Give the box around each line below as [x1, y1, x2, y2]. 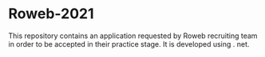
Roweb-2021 [8, 5, 94, 23]
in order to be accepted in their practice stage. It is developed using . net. [8, 39, 250, 48]
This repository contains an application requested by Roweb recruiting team [8, 31, 258, 40]
